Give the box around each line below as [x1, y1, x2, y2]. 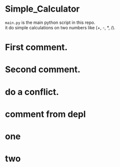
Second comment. [5, 64, 81, 75]
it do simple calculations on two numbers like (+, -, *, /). [5, 24, 116, 30]
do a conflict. [5, 86, 59, 97]
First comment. [5, 42, 68, 53]
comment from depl [5, 109, 86, 120]
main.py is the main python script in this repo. [5, 19, 95, 25]
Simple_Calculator [5, 3, 80, 15]
